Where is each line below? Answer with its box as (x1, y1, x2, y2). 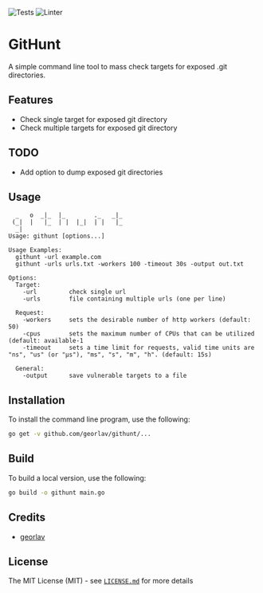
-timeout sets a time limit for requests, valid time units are (22, 344, 255, 352)
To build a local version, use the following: (8, 473, 147, 482)
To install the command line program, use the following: (8, 414, 190, 424)
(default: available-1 (8, 337, 84, 345)
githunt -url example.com (15, 253, 102, 261)
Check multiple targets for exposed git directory (19, 123, 178, 132)
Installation (8, 393, 65, 406)
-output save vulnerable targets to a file (22, 371, 187, 380)
